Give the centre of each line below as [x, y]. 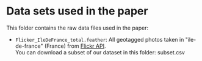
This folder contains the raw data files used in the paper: [78, 28]
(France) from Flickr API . [75, 46]
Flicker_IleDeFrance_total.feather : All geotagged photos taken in [99, 39]
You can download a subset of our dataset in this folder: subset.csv [100, 52]
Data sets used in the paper [77, 11]
